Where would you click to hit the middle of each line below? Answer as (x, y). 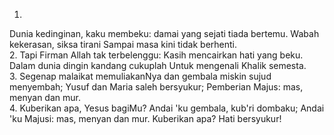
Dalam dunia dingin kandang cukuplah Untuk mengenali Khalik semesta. (158, 65)
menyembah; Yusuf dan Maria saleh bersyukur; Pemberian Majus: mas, (156, 87)
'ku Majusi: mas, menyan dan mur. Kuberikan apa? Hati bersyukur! (145, 118)
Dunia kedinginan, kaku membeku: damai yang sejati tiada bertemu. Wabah (164, 33)
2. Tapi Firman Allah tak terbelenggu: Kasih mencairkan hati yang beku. (156, 55)
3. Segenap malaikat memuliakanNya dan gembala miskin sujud (140, 76)
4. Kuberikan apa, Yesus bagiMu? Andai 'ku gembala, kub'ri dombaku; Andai (167, 108)
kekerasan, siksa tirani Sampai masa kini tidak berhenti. (123, 44)
